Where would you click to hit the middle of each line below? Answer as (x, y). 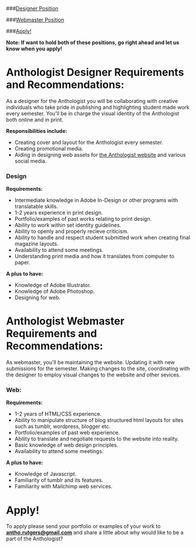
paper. (22, 262)
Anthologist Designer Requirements (95, 72)
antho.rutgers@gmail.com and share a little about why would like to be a (95, 533)
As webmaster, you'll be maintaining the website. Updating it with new (91, 362)
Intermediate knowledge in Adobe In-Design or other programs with (96, 200)
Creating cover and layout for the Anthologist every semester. (89, 142)
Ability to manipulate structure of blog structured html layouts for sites (99, 420)
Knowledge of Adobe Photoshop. (54, 292)
